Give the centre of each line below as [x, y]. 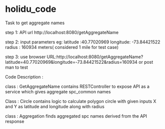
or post [146, 62]
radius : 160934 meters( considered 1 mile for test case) [62, 47]
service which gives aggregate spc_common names [58, 91]
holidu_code [31, 9]
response [15, 121]
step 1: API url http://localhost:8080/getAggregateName [62, 32]
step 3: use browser [25, 57]
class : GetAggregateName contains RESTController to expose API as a [77, 86]
